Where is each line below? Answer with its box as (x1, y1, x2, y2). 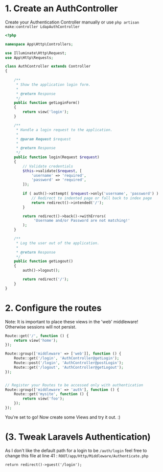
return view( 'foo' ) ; (23, 396, 65, 401)
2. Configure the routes (5, 302, 102, 313)
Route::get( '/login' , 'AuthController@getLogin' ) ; (14, 356, 119, 361)
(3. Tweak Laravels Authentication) (5, 431, 151, 443)
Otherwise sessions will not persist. (5, 324, 77, 330)
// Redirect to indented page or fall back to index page (31, 195, 152, 201)
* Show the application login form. (16, 82, 91, 87)
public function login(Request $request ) (14, 155, 99, 160)
